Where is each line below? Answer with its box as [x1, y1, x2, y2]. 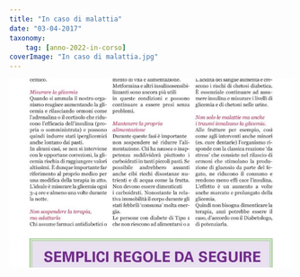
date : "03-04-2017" [9, 23, 83, 33]
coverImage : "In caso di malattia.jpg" [9, 52, 159, 62]
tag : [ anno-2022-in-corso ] [25, 43, 127, 52]
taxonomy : [9, 33, 47, 42]
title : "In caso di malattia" [9, 14, 123, 23]
